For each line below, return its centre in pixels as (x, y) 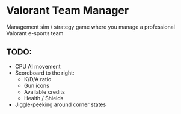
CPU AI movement (38, 66)
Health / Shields (44, 98)
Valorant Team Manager (68, 10)
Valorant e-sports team (35, 33)
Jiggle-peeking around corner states (60, 104)
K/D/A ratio (38, 79)
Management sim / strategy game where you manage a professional (91, 27)
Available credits (44, 92)
